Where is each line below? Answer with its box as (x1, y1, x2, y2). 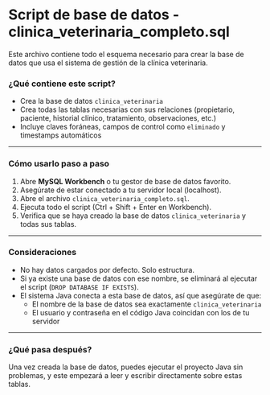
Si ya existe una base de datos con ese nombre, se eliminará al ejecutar (19, 274, 258, 283)
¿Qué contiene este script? (8, 78, 117, 89)
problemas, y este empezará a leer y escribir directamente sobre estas (8, 371, 243, 381)
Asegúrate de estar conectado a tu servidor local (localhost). (19, 185, 222, 195)
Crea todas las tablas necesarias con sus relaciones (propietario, (19, 105, 235, 114)
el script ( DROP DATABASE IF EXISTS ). (19, 282, 139, 291)
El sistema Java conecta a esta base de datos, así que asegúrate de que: (19, 290, 262, 300)
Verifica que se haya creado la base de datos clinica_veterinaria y (19, 211, 247, 220)
